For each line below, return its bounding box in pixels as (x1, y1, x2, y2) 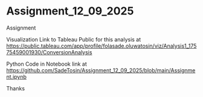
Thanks (6, 84, 25, 92)
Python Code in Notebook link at (6, 60, 88, 67)
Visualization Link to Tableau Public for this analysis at (6, 36, 141, 43)
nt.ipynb (6, 73, 27, 80)
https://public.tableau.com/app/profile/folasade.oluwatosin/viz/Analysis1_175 (6, 42, 197, 49)
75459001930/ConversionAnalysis (6, 48, 92, 55)
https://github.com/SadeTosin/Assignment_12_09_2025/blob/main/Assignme (6, 66, 196, 74)
